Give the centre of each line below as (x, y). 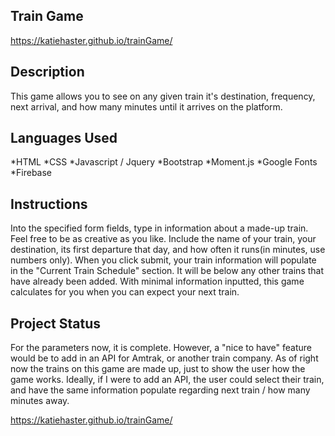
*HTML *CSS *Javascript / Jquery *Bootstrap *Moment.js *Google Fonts (164, 162)
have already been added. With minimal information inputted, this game (157, 281)
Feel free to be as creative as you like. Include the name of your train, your (163, 239)
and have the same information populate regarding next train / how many (160, 390)
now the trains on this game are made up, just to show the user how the (158, 369)
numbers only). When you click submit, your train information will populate (163, 260)
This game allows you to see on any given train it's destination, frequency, (163, 96)
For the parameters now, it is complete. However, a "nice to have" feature (161, 348)
